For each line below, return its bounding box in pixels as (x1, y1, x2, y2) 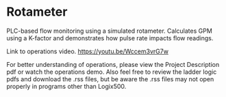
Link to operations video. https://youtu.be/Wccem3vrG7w (6, 47, 169, 55)
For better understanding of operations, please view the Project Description (6, 60, 220, 68)
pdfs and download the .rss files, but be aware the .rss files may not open (6, 74, 214, 83)
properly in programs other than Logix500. (6, 82, 127, 90)
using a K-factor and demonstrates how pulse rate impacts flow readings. (6, 33, 214, 42)
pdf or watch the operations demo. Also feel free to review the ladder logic (6, 68, 217, 76)
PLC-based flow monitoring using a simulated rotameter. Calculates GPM (6, 27, 213, 35)
